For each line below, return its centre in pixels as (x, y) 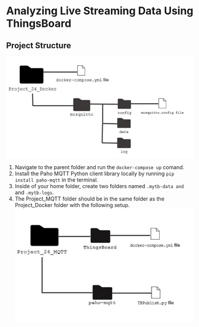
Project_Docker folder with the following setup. (72, 205)
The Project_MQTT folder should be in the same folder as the (89, 199)
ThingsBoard (39, 23)
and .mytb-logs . (34, 192)
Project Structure (39, 45)
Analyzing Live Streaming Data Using (100, 11)
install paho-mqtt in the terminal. (56, 180)
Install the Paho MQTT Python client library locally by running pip (94, 174)
